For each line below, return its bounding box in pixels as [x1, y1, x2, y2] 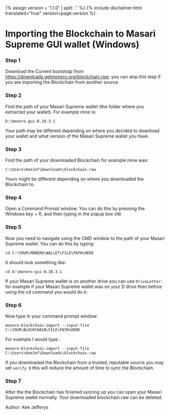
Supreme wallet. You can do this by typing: [5, 240, 95, 246]
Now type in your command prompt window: [5, 313, 98, 319]
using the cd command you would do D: [5, 289, 89, 295]
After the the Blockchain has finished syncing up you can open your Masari [5, 389, 162, 395]
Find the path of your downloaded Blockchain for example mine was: [5, 157, 149, 164]
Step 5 [5, 224, 22, 231]
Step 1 [5, 57, 21, 64]
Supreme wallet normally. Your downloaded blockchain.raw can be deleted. [5, 394, 163, 401]
